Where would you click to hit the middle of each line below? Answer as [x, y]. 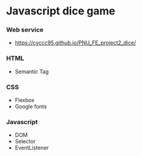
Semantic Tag [32, 71]
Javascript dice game [61, 11]
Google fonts [31, 107]
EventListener [32, 148]
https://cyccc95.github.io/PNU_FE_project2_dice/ [75, 43]
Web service [25, 30]
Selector [25, 142]
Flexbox [24, 100]
